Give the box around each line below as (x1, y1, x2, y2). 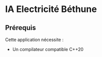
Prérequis (5, 23, 36, 32)
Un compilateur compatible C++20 (12, 46, 84, 52)
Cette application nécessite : (5, 36, 64, 42)
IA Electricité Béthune (5, 3, 97, 15)
